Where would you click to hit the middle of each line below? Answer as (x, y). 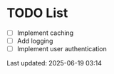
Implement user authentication (62, 49)
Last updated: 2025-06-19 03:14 (55, 63)
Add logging (35, 41)
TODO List (37, 13)
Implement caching (45, 33)
